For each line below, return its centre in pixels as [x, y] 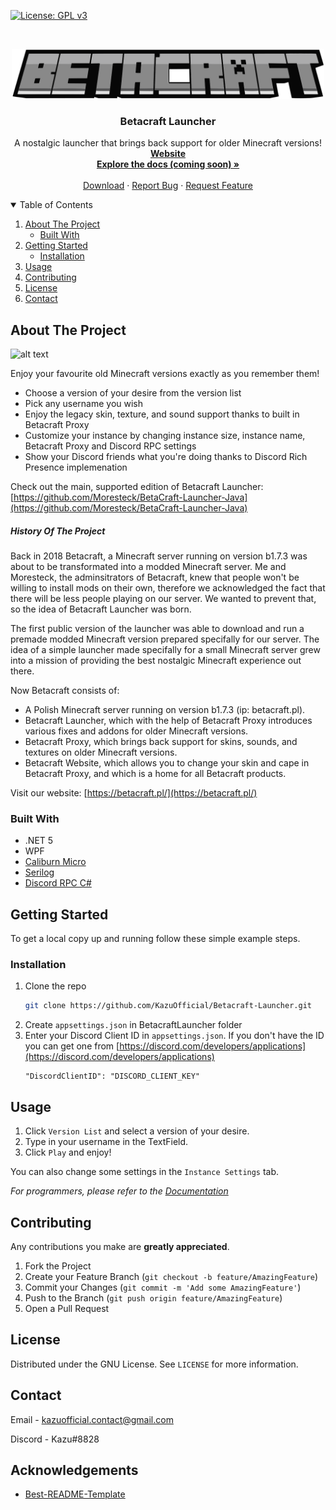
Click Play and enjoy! [68, 1152]
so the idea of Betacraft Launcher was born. [101, 609]
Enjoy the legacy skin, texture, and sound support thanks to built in [162, 414]
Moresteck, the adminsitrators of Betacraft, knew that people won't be [155, 577]
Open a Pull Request [67, 1308]
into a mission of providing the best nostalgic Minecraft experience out [156, 661]
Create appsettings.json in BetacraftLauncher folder [133, 1025]
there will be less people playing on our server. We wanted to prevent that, [163, 599]
